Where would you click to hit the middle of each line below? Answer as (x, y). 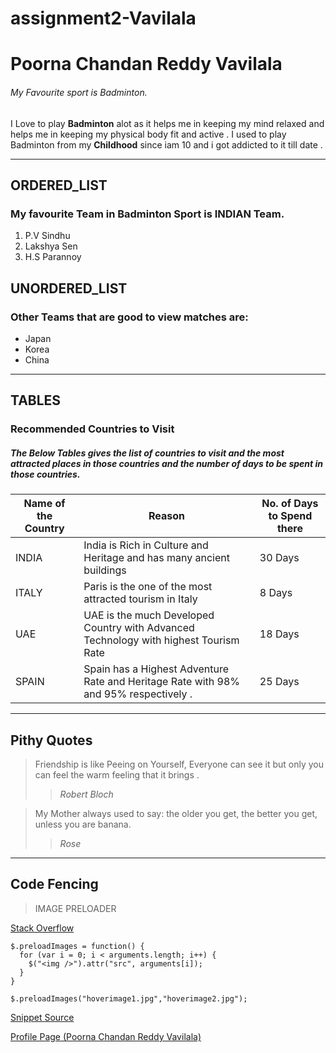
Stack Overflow (42, 928)
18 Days (279, 634)
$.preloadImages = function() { (77, 946)
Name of (44, 504)
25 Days (279, 682)
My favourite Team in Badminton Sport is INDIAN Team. (147, 214)
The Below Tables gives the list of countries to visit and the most (147, 453)
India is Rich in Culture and (146, 545)
